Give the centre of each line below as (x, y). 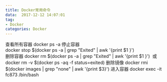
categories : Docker (26, 29)
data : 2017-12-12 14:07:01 (35, 15)
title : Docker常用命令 (28, 10)
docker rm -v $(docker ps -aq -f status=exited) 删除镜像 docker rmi (77, 63)
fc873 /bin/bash (22, 75)
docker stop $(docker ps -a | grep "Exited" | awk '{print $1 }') (70, 50)
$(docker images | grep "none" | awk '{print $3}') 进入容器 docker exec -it (84, 69)
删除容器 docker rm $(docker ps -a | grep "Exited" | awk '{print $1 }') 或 (81, 56)
